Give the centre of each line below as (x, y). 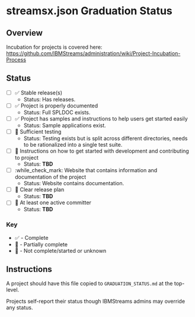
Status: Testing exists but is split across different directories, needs (106, 138)
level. (13, 290)
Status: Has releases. (49, 99)
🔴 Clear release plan (39, 190)
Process (16, 60)
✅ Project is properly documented (56, 106)
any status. (20, 308)
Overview (25, 33)
